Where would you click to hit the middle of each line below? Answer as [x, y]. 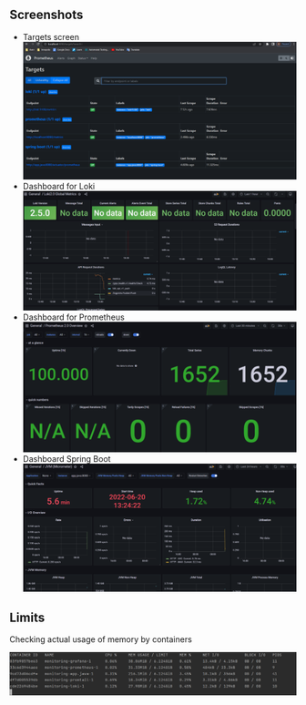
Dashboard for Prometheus [73, 317]
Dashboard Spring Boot [66, 458]
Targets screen [51, 36]
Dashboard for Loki [59, 187]
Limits [27, 617]
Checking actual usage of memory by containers [101, 639]
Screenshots [46, 15]
